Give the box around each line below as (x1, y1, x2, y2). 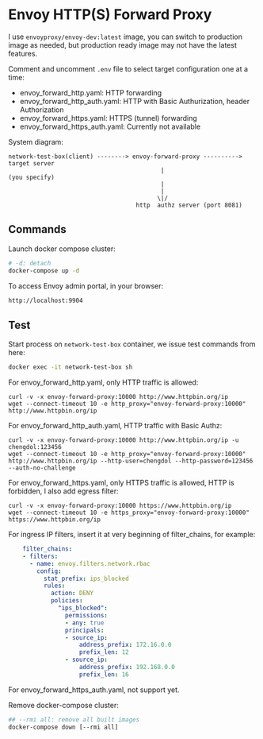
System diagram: (8, 137, 63, 146)
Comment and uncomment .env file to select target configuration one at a (8, 64, 248, 73)
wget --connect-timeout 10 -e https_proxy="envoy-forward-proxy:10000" (8, 509, 250, 517)
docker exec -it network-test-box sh (8, 363, 133, 371)
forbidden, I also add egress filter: (8, 486, 119, 496)
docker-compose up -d (8, 266, 80, 275)
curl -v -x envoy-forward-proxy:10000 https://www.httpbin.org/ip (8, 502, 232, 510)
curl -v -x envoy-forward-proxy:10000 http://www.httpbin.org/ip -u (8, 436, 239, 444)
